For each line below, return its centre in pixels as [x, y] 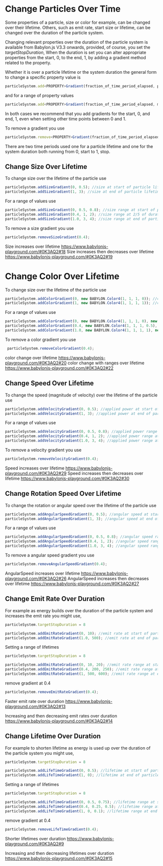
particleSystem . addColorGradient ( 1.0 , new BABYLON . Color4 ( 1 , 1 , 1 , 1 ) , [79, 330]
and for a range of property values [40, 95]
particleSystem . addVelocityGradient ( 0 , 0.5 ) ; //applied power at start [79, 409]
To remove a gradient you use [35, 128]
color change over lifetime [31, 358]
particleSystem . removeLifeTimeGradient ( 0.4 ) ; [52, 829]
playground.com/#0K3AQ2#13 [35, 706]
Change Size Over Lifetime [46, 167]
